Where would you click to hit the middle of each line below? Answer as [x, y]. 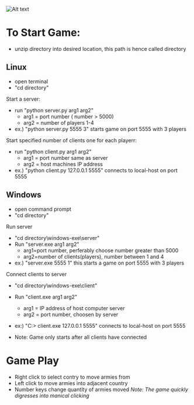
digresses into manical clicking [52, 396]
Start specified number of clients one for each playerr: [72, 140]
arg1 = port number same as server [65, 157]
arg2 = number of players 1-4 [59, 122]
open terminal [31, 81]
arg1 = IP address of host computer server [74, 308]
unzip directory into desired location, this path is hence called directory [100, 49]
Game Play [33, 361]
